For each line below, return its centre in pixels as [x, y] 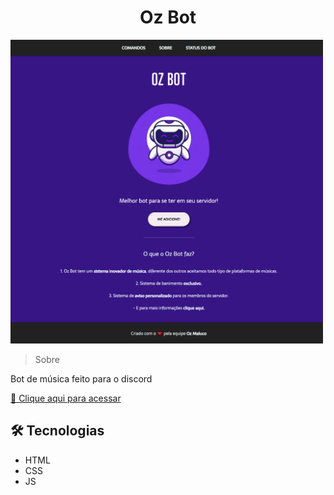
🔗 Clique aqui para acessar [66, 398]
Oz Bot [168, 17]
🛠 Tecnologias [57, 431]
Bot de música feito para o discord [81, 378]
